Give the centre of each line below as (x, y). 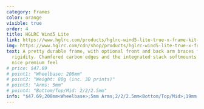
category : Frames (28, 12)
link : (13, 40)
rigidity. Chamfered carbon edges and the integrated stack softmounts (104, 57)
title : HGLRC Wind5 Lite (38, 35)
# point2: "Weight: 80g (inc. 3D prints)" (61, 79)
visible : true (24, 23)
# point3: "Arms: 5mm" (35, 85)
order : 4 (17, 29)
